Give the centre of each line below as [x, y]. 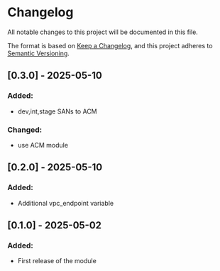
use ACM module [43, 145]
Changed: [25, 130]
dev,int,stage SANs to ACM [57, 111]
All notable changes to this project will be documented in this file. [103, 32]
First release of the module [57, 261]
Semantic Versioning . [38, 53]
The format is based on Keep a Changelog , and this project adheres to [110, 45]
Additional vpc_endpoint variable [66, 203]
